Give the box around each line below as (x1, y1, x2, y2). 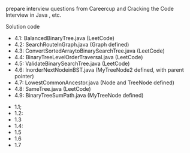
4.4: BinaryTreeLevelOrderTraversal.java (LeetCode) (14, 54, 143, 60)
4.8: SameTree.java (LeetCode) (14, 85, 91, 92)
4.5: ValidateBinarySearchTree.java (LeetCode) (14, 60, 130, 67)
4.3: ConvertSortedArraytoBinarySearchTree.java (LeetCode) (14, 47, 165, 54)
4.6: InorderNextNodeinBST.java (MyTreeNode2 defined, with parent (14, 66, 184, 74)
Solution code (5, 23, 40, 30)
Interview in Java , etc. (5, 11, 62, 19)
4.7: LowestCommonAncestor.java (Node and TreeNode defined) (14, 79, 175, 86)
